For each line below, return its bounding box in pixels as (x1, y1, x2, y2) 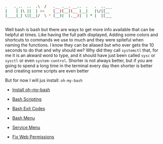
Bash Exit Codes (12, 106, 45, 111)
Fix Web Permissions (12, 134, 54, 140)
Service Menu (12, 124, 40, 130)
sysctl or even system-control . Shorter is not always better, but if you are (5, 57, 153, 63)
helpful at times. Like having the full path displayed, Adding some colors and (5, 32, 158, 37)
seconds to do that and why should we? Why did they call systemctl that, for (5, 47, 159, 53)
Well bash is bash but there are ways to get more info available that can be (5, 26, 155, 32)
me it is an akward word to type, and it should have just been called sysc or (5, 52, 156, 58)
